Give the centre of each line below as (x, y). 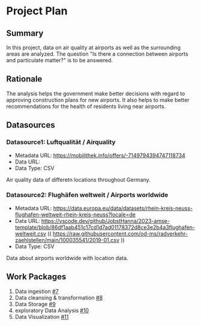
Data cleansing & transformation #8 (59, 297)
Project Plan (37, 11)
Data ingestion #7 (37, 291)
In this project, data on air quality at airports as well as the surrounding (94, 47)
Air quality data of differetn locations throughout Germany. (79, 179)
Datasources (31, 125)
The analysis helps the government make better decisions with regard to (96, 93)
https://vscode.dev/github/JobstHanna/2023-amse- (105, 221)
